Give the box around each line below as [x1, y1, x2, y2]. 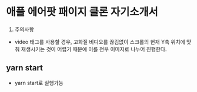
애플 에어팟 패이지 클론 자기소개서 [6, 5, 158, 19]
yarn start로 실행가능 [14, 79, 64, 86]
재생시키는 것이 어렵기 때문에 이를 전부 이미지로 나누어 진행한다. [21, 45, 167, 53]
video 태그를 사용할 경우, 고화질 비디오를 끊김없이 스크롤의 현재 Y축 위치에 [14, 38, 185, 45]
